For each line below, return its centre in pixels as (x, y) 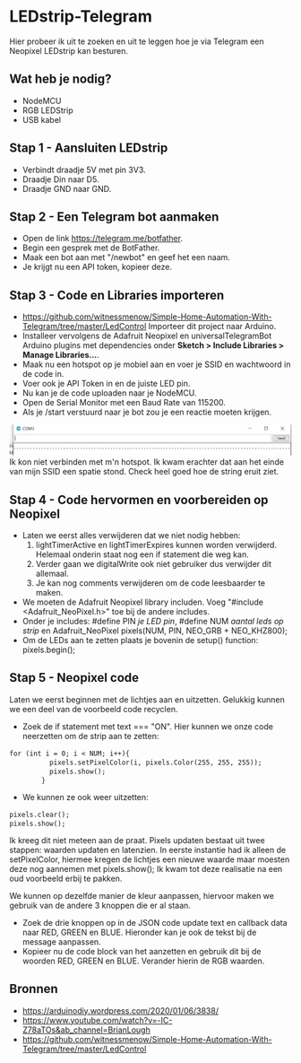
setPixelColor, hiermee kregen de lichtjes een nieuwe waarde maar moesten (150, 859)
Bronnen (34, 989)
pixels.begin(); (49, 649)
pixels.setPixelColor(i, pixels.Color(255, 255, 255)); (155, 762)
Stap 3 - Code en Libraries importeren (117, 295)
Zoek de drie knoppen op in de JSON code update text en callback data (155, 922)
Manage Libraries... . (61, 355)
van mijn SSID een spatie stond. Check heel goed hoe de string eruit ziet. (144, 472)
